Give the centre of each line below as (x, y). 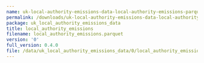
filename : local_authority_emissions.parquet (65, 34)
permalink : (20, 17)
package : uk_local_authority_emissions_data (63, 23)
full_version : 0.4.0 (32, 46)
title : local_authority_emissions (50, 28)
